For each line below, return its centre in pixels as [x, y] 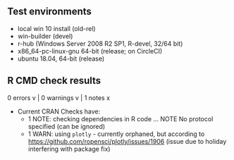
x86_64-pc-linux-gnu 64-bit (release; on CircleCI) [90, 51]
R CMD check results [54, 81]
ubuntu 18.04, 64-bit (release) [61, 59]
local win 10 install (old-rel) [57, 28]
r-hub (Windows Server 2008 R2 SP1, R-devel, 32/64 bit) [100, 43]
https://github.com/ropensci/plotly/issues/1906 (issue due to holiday [127, 141]
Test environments [49, 12]
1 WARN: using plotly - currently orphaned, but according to [116, 134]
